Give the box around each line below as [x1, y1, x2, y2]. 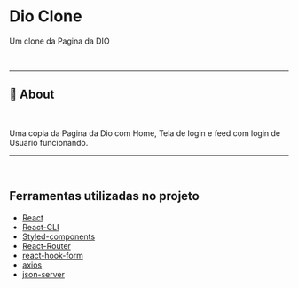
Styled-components [21, 231, 96, 242]
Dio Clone [9, 6, 82, 27]
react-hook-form [21, 250, 84, 260]
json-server [21, 268, 65, 279]
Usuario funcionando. [9, 137, 89, 148]
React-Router [21, 240, 71, 251]
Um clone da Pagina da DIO [9, 36, 110, 46]
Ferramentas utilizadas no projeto [9, 188, 200, 204]
